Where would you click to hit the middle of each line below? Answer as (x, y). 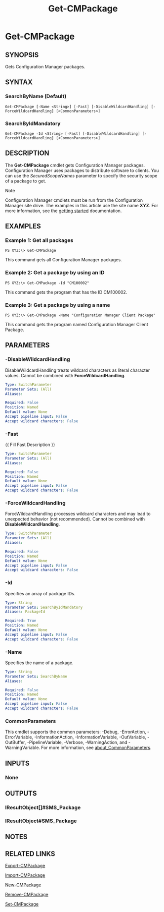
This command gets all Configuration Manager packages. (63, 260)
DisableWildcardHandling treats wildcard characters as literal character (78, 370)
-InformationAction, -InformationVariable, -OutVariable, (90, 737)
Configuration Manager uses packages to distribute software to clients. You (82, 170)
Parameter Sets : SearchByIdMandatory (44, 607)
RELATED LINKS (30, 854)
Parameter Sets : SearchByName (36, 676)
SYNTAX (19, 82)
